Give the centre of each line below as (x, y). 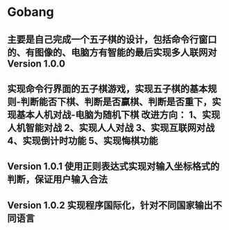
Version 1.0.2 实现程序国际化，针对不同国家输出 (110, 205)
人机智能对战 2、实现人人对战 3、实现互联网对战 (111, 128)
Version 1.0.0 (36, 63)
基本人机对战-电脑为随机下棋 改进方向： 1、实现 (118, 115)
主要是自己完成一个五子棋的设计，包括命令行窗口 (112, 39)
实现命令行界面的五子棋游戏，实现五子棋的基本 (108, 88)
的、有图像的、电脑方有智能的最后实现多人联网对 (112, 52)
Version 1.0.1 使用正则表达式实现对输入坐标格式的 (113, 167)
